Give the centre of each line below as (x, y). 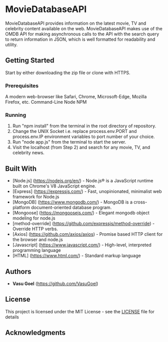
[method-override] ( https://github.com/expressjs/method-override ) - (83, 224)
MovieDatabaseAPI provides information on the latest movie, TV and (76, 23)
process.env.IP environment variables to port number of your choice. (83, 136)
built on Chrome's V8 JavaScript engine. (54, 186)
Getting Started (30, 61)
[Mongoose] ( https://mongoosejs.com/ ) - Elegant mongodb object (81, 213)
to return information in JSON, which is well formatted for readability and (80, 39)
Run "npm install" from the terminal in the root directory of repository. (84, 126)
